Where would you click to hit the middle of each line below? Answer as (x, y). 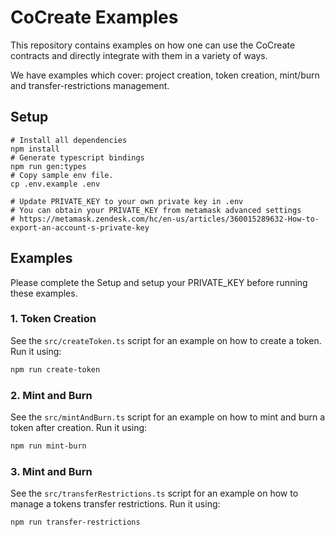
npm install (35, 149)
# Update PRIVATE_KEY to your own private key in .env (127, 201)
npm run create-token (55, 369)
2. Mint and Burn (51, 395)
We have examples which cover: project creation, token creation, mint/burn (165, 75)
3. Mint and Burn (51, 471)
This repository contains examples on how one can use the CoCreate (153, 45)
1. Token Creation (53, 319)
